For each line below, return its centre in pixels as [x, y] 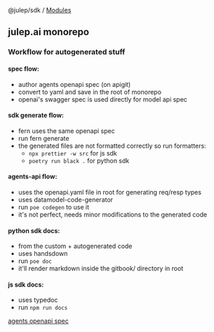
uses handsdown [43, 254]
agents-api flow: [33, 177]
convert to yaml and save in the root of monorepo [90, 92]
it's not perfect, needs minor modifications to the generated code [113, 214]
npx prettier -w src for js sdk [73, 153]
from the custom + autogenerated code [75, 246]
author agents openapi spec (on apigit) [74, 84]
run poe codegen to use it [54, 207]
